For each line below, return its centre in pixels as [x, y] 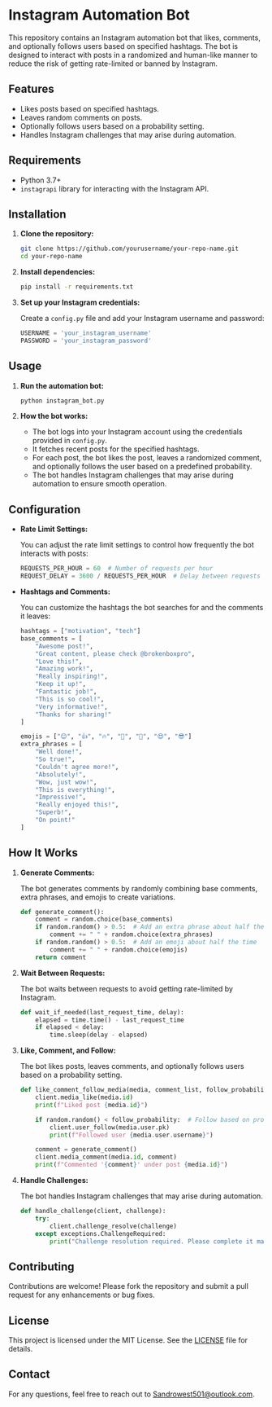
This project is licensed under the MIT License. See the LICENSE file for [128, 1340]
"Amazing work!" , [64, 669]
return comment [61, 957]
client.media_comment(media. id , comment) [106, 1157]
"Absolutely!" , [61, 774]
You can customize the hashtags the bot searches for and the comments [142, 607]
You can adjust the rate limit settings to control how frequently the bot [137, 545]
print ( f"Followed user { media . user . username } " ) [132, 1135]
